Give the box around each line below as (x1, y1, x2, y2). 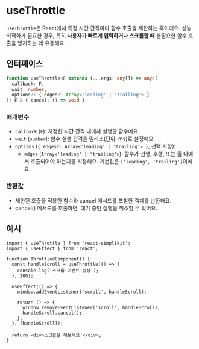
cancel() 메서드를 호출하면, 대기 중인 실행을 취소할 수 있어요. (14, 204, 158, 212)
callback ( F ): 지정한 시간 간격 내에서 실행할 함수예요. (14, 128, 140, 135)
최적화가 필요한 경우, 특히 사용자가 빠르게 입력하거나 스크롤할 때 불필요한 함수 (6, 31, 187, 39)
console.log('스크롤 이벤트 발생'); (17, 268, 99, 274)
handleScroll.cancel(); (22, 310, 83, 316)
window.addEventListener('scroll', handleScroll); (17, 289, 147, 295)
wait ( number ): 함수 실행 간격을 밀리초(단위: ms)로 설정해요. (14, 135, 156, 142)
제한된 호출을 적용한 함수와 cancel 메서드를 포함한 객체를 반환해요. (14, 197, 172, 204)
